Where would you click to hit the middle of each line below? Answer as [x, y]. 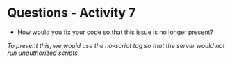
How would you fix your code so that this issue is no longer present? [115, 32]
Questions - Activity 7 [72, 13]
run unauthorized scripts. [43, 53]
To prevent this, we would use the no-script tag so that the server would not [116, 45]
